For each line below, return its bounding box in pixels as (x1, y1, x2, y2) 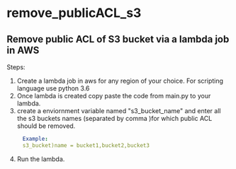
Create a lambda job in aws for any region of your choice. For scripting (16, 76, 224, 85)
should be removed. (16, 122, 76, 130)
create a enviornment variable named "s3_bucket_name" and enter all (16, 107, 221, 115)
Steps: (6, 63, 26, 71)
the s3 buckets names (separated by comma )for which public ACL (16, 115, 213, 122)
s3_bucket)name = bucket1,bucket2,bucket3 (22, 141, 150, 149)
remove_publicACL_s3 (6, 5, 142, 21)
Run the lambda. (16, 154, 65, 163)
